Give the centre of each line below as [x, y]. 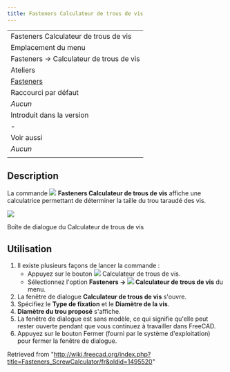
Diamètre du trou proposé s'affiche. [69, 312]
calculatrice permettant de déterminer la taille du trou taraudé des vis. [107, 201]
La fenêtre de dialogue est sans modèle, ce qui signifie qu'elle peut [113, 319]
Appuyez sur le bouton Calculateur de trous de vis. [104, 274]
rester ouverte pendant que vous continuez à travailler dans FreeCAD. [116, 326]
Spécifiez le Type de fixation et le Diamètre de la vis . [93, 304]
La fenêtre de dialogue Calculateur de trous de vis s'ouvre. [102, 297]
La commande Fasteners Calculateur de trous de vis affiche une [104, 193]
